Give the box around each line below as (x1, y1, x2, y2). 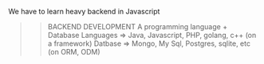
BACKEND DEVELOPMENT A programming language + (47, 22, 228, 31)
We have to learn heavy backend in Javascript (8, 7, 160, 16)
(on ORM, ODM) (47, 47, 101, 56)
